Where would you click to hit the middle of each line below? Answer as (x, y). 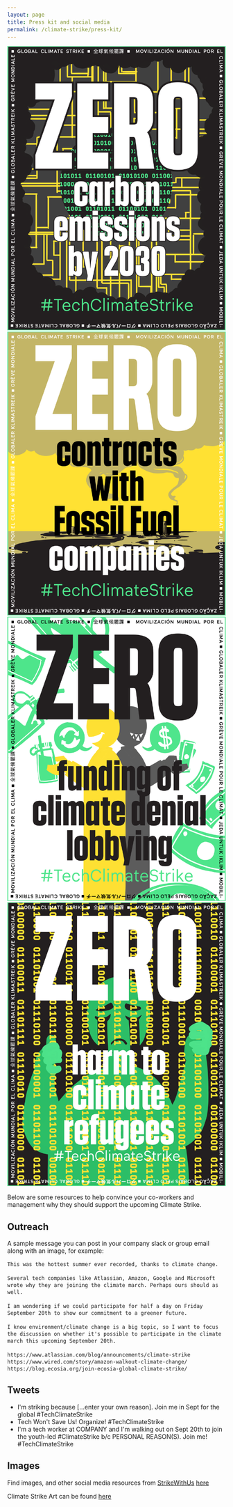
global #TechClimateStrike (55, 1414)
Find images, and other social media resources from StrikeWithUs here (108, 1483)
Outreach (28, 1227)
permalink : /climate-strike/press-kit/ (65, 29)
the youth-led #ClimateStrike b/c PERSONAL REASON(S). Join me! (112, 1436)
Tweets (24, 1390)
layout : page (26, 15)
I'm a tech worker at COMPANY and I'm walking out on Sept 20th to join (120, 1429)
